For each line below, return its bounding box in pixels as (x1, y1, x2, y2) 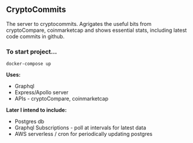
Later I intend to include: (6, 107, 67, 114)
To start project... (6, 47, 57, 55)
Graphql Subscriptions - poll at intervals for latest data (14, 124, 147, 131)
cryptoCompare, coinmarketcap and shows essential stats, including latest (6, 26, 187, 34)
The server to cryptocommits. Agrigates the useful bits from (6, 20, 152, 27)
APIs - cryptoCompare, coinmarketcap (14, 95, 109, 102)
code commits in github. (6, 32, 65, 40)
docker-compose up (6, 61, 51, 67)
